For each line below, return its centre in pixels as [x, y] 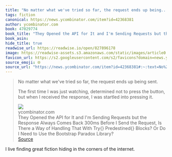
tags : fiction [20, 15]
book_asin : [17, 39]
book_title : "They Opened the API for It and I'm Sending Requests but [83, 34]
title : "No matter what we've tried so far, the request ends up [76, 10]
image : [12, 53]
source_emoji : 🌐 [23, 62]
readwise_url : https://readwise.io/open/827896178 [60, 48]
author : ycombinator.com [32, 24]
